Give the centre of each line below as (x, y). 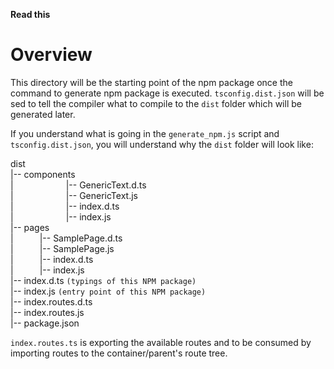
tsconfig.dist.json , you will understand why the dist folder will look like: (162, 144)
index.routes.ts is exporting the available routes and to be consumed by (161, 342)
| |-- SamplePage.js (62, 248)
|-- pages (30, 227)
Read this (30, 14)
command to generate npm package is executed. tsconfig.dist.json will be (167, 93)
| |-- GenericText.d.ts (78, 185)
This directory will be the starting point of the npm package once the (151, 82)
